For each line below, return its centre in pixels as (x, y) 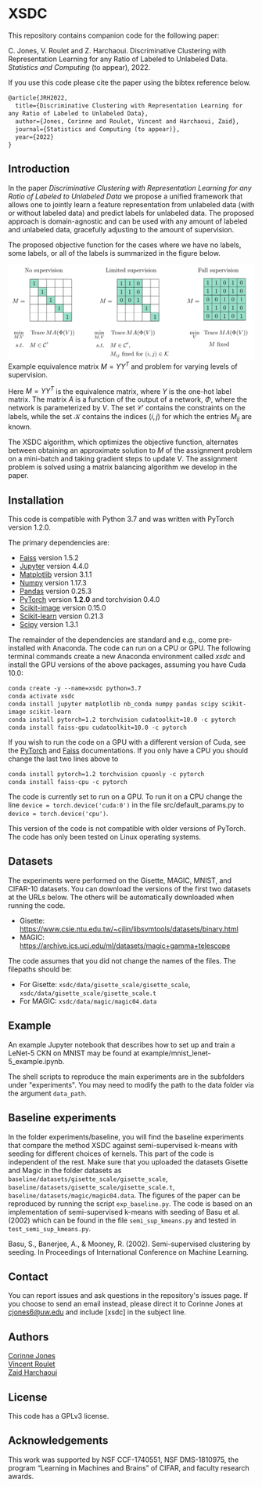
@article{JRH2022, (38, 98)
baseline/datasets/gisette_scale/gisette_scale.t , (92, 1186)
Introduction (39, 169)
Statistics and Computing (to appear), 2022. (79, 67)
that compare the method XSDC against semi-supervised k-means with (123, 1145)
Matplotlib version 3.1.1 (56, 574)
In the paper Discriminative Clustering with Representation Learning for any (130, 188)
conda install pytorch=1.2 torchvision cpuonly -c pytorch (106, 774)
